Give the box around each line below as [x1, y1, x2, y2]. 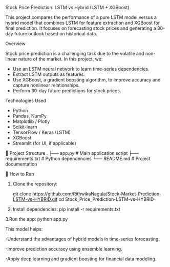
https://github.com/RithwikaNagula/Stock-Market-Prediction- [32, 191, 162, 197]
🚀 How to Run [5, 171, 34, 177]
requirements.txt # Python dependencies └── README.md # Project [5, 156, 151, 161]
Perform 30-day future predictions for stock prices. [12, 88, 121, 94]
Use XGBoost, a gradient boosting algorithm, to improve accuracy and [12, 77, 161, 83]
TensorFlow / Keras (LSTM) [12, 129, 71, 135]
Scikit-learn [12, 124, 37, 130]
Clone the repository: [12, 181, 58, 187]
